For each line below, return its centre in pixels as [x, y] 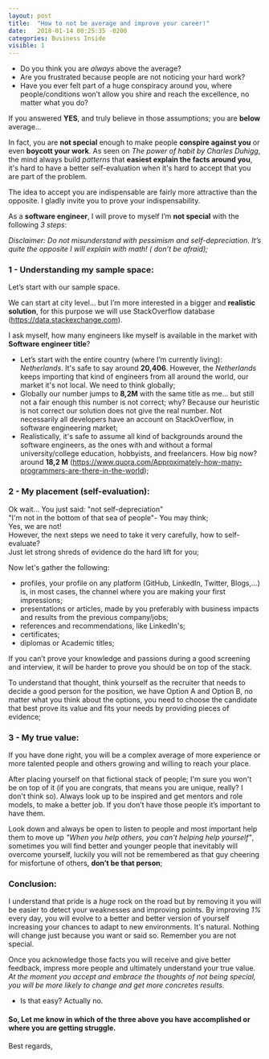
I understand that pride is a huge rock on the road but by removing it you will [135, 901]
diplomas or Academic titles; [67, 642]
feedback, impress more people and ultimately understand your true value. [132, 968]
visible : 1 [26, 46]
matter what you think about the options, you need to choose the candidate [133, 700]
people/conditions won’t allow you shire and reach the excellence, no [134, 94]
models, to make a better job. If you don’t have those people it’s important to [134, 805]
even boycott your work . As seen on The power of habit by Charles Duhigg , [134, 151]
